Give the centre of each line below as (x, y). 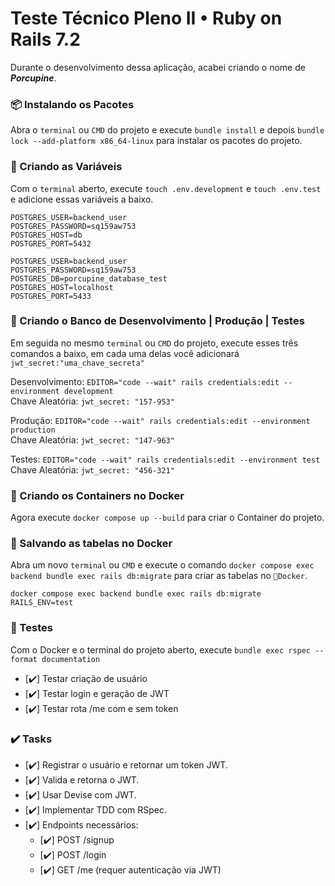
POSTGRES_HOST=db (46, 235)
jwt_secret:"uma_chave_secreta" (77, 363)
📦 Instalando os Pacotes (72, 104)
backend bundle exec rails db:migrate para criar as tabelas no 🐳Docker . (159, 576)
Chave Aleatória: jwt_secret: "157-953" (92, 401)
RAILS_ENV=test (42, 603)
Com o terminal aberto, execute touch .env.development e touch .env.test (166, 188)
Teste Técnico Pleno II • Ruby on (146, 18)
